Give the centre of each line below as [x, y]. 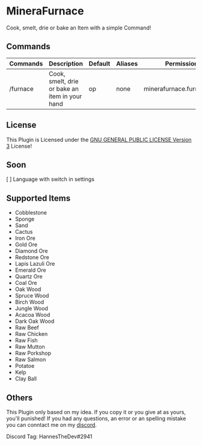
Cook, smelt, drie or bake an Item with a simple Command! [79, 28]
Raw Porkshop [33, 353]
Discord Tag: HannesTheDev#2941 [49, 436]
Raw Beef [27, 328]
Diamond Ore [31, 251]
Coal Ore [26, 283]
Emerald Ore [30, 270]
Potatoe [25, 366]
